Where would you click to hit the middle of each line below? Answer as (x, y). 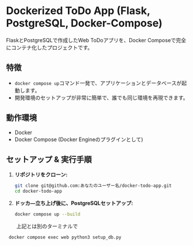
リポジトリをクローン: (41, 175)
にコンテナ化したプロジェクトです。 (49, 47)
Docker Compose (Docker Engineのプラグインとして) (79, 139)
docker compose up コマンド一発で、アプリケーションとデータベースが (98, 83)
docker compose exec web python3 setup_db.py (65, 237)
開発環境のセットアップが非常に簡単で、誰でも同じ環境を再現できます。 (101, 97)
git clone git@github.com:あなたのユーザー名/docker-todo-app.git (93, 186)
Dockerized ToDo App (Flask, (78, 11)
